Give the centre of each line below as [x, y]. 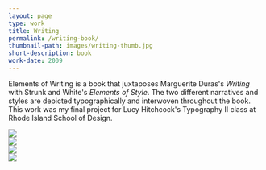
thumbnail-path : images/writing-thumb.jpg [81, 46]
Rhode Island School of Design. [60, 118]
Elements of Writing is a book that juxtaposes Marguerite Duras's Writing [129, 83]
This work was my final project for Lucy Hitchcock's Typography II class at [132, 109]
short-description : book [50, 53]
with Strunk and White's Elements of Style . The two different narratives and [133, 92]
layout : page [30, 16]
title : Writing [34, 31]
